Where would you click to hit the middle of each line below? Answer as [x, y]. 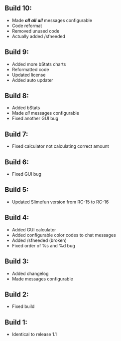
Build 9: [17, 52]
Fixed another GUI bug [35, 118]
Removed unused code [36, 31]
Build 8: [17, 96]
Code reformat [27, 26]
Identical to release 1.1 [34, 334]
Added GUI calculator [34, 229]
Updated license [29, 75]
